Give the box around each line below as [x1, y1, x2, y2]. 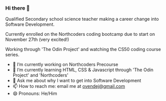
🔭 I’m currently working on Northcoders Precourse [12, 62, 118, 68]
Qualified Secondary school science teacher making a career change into [5, 16, 159, 22]
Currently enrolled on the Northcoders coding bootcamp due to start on [5, 31, 155, 37]
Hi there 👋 [5, 5, 30, 12]
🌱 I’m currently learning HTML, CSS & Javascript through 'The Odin [12, 67, 154, 73]
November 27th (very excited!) [5, 36, 70, 42]
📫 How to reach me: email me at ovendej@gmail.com [12, 83, 125, 89]
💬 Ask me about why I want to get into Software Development [12, 78, 141, 84]
